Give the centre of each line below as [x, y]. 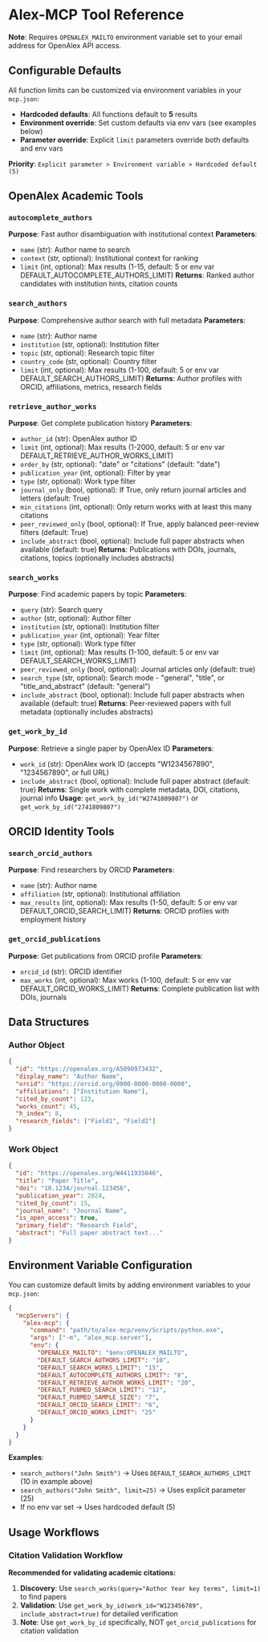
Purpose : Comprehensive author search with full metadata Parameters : [127, 320]
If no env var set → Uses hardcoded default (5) [97, 1507]
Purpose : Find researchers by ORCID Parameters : [91, 870]
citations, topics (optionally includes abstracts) [97, 558]
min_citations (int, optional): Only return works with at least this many [136, 507]
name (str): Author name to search [75, 249]
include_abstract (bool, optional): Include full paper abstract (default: [135, 780]
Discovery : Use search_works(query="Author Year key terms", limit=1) [140, 1588]
